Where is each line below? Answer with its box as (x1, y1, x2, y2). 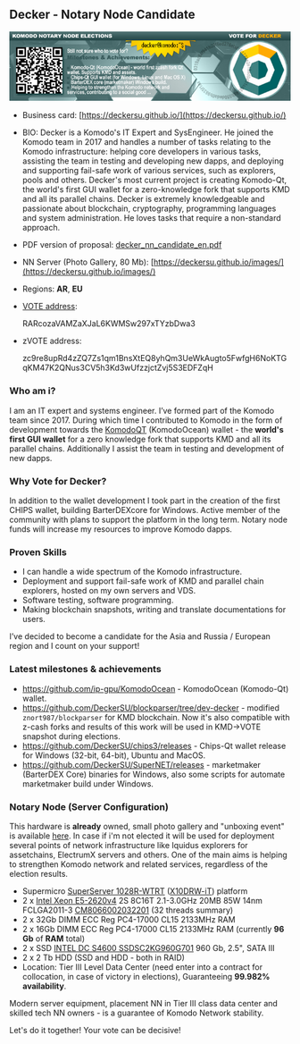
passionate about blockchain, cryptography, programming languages (21, 203, 277, 214)
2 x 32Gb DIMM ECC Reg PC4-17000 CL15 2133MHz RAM (21, 913, 236, 924)
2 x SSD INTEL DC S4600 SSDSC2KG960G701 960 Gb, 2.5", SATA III (21, 942, 275, 953)
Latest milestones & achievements (9, 663, 162, 676)
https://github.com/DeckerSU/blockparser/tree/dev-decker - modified (21, 702, 279, 713)
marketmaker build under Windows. (21, 778, 154, 789)
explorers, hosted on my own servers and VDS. (21, 585, 196, 596)
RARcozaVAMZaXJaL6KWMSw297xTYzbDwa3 (21, 318, 196, 329)
